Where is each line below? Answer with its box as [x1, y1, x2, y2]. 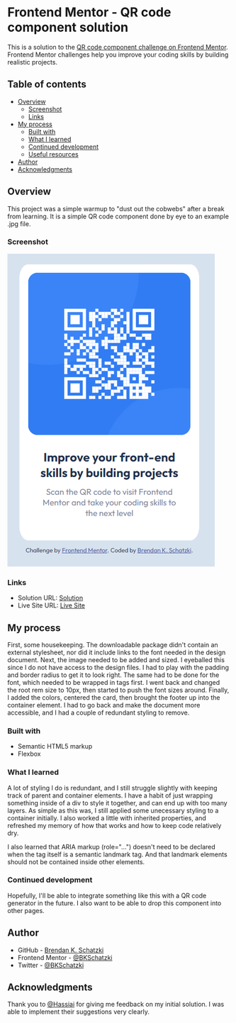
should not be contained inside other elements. [7, 857, 145, 866]
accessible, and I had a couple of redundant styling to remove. [7, 708, 190, 717]
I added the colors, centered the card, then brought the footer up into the [7, 693, 220, 702]
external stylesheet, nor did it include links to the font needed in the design [7, 648, 226, 656]
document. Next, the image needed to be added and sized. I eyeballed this [7, 655, 225, 664]
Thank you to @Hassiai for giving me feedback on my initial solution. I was [7, 1000, 225, 1009]
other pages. [7, 906, 45, 915]
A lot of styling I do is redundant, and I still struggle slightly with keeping [7, 783, 218, 792]
